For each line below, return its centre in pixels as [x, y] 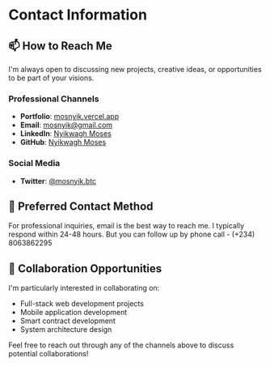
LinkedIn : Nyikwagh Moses [65, 134]
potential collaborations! [49, 354]
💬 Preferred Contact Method [81, 206]
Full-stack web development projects [82, 304]
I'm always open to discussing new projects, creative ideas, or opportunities [135, 69]
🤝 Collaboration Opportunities [85, 268]
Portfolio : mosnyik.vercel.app [70, 117]
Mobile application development [74, 313]
